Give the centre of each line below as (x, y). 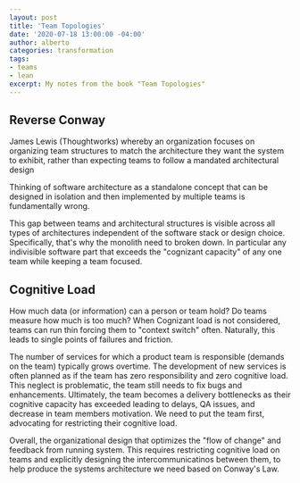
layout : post (33, 17)
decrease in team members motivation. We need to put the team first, (137, 414)
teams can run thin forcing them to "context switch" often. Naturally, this (142, 330)
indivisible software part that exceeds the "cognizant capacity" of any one (146, 252)
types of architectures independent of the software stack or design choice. (147, 233)
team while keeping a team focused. (76, 262)
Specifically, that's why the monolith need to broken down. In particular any (148, 243)
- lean (21, 76)
